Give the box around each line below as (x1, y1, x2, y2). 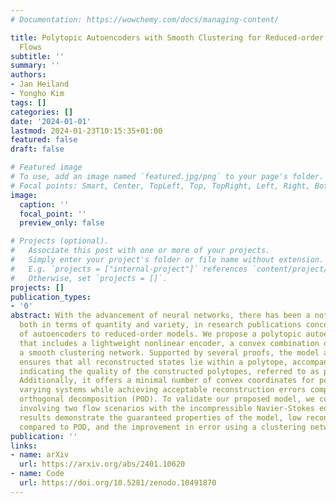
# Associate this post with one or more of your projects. (10, 246, 271, 256)
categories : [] (10, 107, 74, 117)
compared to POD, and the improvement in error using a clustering (19, 422, 307, 432)
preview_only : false (19, 218, 105, 228)
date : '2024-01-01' (10, 116, 92, 126)
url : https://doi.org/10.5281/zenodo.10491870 (19, 478, 217, 488)
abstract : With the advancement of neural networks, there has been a (10, 311, 311, 321)
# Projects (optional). (10, 236, 110, 246)
